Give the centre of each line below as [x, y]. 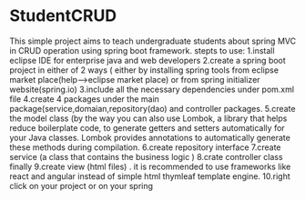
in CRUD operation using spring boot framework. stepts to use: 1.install [142, 50]
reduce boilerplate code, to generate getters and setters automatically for [147, 127]
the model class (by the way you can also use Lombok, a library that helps [148, 118]
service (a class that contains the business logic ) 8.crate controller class [147, 156]
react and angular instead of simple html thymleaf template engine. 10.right [150, 176]
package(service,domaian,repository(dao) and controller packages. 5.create [152, 108]
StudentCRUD [63, 16]
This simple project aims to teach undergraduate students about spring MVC [153, 41]
